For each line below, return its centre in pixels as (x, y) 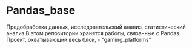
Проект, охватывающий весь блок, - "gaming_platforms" (79, 39)
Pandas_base (41, 10)
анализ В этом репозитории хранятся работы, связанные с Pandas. (94, 33)
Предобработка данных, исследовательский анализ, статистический (96, 27)
